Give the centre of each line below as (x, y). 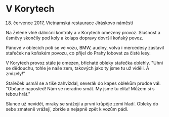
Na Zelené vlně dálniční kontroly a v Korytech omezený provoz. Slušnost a (83, 32)
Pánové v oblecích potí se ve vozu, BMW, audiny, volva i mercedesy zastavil (85, 47)
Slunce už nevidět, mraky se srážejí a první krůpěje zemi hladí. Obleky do (82, 103)
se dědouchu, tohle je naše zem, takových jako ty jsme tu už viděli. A (78, 68)
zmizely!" (15, 73)
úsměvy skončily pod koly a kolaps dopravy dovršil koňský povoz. (75, 38)
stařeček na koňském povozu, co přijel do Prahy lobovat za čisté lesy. (78, 53)
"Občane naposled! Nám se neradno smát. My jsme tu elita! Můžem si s (80, 88)
